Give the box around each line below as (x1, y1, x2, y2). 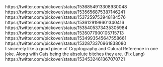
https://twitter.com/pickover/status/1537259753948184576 (5, 14, 126, 20)
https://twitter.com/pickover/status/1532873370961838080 (5, 40, 127, 46)
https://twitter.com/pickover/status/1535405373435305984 (5, 25, 128, 31)
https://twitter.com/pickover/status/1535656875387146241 (5, 9, 125, 15)
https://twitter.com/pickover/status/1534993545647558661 (5, 35, 127, 41)
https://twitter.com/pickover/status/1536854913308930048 (5, 4, 127, 9)
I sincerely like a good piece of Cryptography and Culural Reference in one (5, 46, 158, 51)
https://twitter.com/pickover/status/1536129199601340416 (5, 20, 124, 25)
